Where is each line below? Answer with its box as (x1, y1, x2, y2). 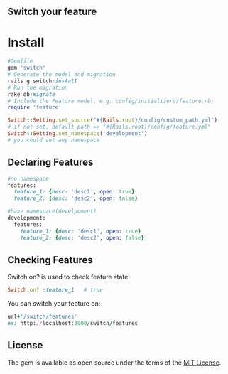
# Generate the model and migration (7, 71, 116, 78)
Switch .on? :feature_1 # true (7, 287, 103, 294)
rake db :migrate (7, 90, 55, 98)
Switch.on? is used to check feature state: (7, 273, 130, 282)
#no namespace (7, 175, 50, 182)
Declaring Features (7, 156, 94, 169)
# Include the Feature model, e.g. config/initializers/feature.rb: (7, 97, 215, 105)
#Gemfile (7, 58, 33, 65)
